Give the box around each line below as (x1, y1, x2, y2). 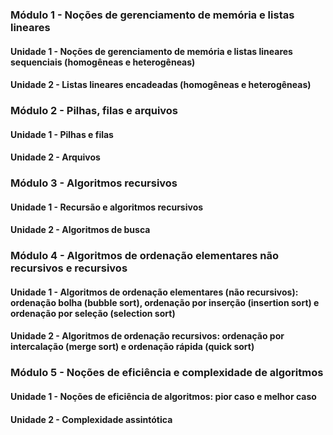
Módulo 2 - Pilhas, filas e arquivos (10, 104, 179, 118)
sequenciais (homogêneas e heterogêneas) (10, 56, 196, 68)
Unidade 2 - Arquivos (10, 151, 101, 163)
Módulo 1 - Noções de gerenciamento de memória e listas (10, 8, 295, 22)
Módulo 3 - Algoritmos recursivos (10, 176, 178, 190)
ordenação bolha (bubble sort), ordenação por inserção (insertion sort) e (10, 296, 320, 308)
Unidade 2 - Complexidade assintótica (10, 413, 173, 425)
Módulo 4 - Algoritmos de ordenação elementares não (10, 249, 280, 263)
